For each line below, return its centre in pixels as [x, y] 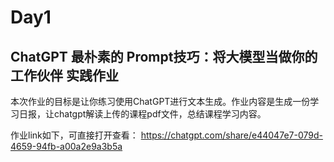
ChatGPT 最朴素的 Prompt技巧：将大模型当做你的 [164, 56]
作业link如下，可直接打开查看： [74, 135]
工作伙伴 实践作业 [64, 75]
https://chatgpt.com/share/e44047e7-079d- [231, 135]
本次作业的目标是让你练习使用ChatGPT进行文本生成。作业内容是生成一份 [160, 101]
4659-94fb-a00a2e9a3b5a [66, 146]
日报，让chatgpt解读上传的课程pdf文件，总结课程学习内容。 [142, 114]
